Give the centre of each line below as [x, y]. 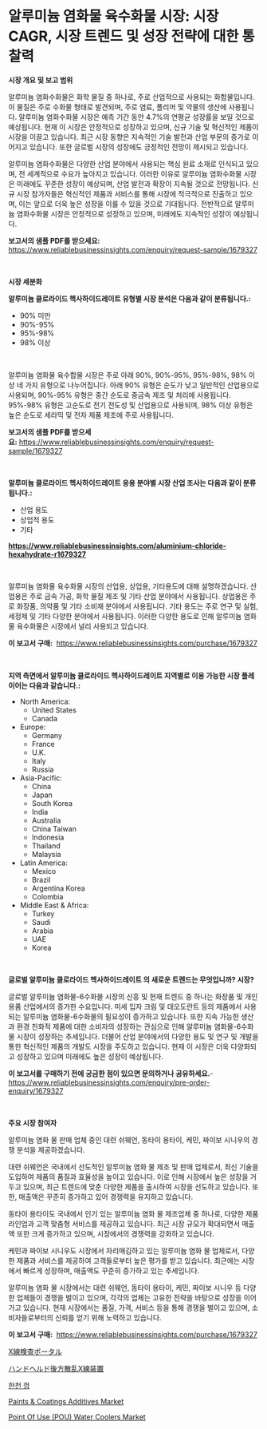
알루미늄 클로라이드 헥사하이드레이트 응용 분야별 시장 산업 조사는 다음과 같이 [125, 482]
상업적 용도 [37, 519]
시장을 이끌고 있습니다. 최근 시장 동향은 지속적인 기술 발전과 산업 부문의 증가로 [130, 137]
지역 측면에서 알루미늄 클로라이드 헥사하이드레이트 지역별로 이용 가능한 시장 [124, 675]
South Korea [52, 803]
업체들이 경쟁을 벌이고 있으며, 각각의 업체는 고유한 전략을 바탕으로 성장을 [129, 1297]
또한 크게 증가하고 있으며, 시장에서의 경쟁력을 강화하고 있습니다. [116, 1233]
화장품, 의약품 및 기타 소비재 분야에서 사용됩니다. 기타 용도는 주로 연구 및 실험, [137, 606]
